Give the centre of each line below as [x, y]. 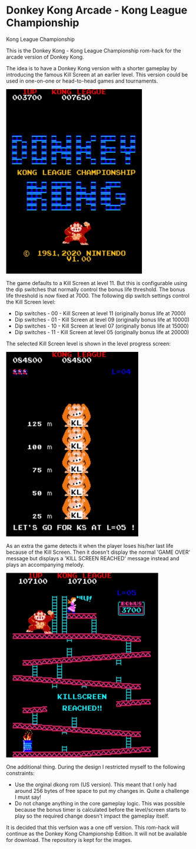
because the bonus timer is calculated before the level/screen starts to [100, 809]
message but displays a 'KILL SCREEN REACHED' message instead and [93, 558]
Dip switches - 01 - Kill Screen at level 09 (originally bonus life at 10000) [102, 319]
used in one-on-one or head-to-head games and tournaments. [82, 81]
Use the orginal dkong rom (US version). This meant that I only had [96, 784]
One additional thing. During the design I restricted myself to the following [96, 767]
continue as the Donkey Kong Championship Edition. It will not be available [97, 834]
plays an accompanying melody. [45, 564]
